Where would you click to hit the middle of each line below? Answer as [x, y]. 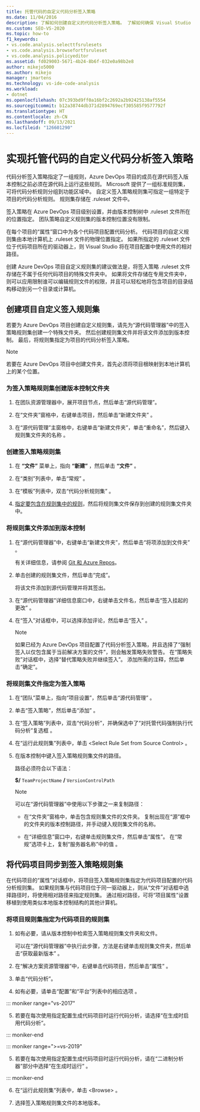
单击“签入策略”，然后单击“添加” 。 [57, 710]
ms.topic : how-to [28, 34]
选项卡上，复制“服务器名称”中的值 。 [76, 844]
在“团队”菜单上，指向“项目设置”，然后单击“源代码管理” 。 [85, 698]
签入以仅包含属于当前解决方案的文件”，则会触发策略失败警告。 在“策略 [101, 652]
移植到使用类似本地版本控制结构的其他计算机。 [63, 902]
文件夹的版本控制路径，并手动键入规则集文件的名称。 [94, 824]
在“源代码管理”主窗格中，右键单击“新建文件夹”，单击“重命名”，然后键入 [102, 428]
